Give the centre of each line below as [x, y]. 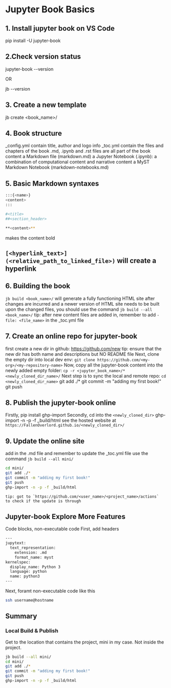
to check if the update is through [43, 501]
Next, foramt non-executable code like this [50, 591]
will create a [137, 260]
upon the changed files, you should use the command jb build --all [79, 309]
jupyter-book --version [29, 69]
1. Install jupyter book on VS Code [60, 28]
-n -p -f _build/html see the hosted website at [68, 420]
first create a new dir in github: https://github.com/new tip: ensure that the [83, 349]
